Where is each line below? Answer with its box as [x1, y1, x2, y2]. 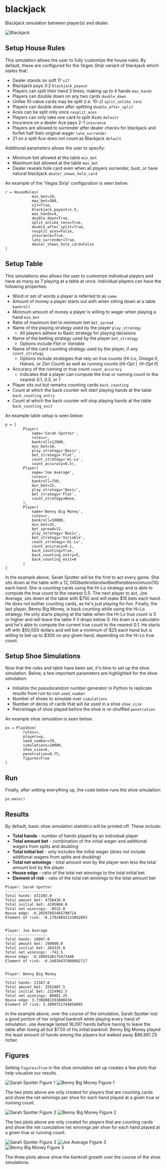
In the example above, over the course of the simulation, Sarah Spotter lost [5, 1011, 158, 1017]
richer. [5, 1037, 18, 1043]
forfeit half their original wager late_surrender [12, 130, 107, 136]
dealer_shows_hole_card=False [31, 242, 94, 247]
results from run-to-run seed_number [12, 690, 86, 696]
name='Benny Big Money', [31, 509, 83, 514]
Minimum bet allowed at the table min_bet [12, 154, 98, 160]
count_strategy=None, [31, 496, 77, 501]
